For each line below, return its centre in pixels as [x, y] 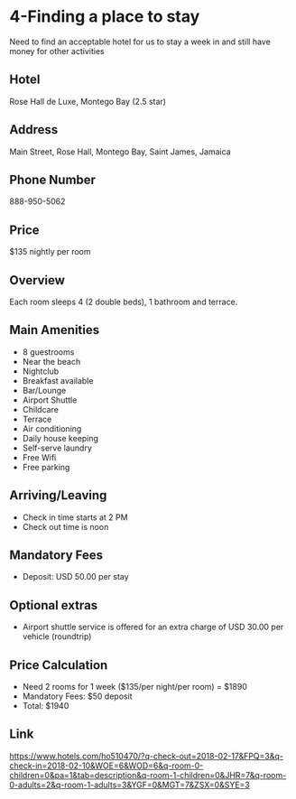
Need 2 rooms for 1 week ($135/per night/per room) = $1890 [135, 687]
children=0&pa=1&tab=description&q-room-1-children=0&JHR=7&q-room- [148, 775]
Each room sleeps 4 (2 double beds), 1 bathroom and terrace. [124, 302]
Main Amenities [55, 330]
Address [34, 130]
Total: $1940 [46, 706]
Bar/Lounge [44, 390]
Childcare [40, 409]
